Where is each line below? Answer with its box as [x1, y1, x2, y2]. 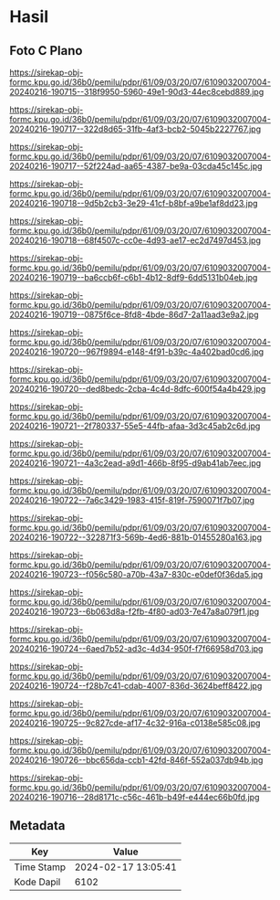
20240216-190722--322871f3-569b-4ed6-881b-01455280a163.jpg [9, 532, 263, 543]
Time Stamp [14, 861, 67, 874]
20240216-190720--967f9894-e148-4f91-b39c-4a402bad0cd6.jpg [9, 346, 264, 357]
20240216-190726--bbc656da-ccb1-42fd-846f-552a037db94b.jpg [9, 755, 264, 765]
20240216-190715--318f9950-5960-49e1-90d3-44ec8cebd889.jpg [9, 87, 264, 97]
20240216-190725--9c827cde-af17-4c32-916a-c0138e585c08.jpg [9, 717, 261, 728]
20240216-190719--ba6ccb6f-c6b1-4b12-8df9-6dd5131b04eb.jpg [9, 272, 258, 282]
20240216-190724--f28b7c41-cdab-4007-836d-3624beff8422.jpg [9, 681, 263, 691]
